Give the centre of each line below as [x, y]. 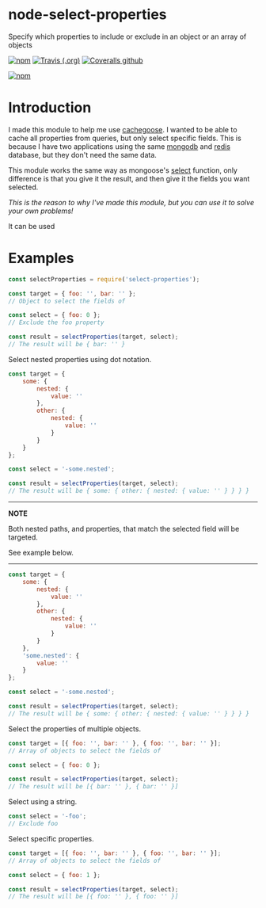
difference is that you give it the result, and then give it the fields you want [129, 178]
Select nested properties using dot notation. [80, 359]
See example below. [41, 553]
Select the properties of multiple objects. [74, 729]
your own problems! [41, 211]
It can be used [32, 226]
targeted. [23, 537]
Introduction [50, 108]
